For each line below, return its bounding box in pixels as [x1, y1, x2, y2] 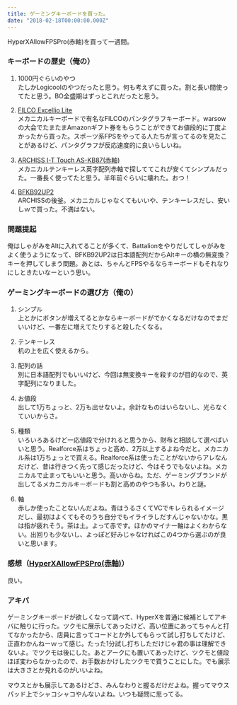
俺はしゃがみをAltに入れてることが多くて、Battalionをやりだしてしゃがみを [7, 242, 226, 250]
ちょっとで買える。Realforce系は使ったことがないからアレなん [45, 453, 228, 462]
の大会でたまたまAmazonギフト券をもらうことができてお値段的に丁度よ [17, 123, 228, 132]
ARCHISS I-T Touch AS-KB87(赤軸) [17, 156, 120, 164]
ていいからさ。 [17, 412, 62, 421]
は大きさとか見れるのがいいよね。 [7, 665, 107, 674]
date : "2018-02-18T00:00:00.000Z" [7, 17, 110, 24]
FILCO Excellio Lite [17, 105, 73, 114]
